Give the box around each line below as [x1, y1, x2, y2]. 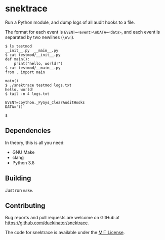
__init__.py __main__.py [5, 48, 58, 53]
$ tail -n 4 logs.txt [5, 91, 50, 96]
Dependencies [5, 127, 51, 135]
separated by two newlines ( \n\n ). [5, 34, 75, 40]
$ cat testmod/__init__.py [5, 52, 61, 57]
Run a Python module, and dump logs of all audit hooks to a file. [5, 19, 135, 25]
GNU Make [12, 149, 35, 155]
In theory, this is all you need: [5, 140, 65, 145]
